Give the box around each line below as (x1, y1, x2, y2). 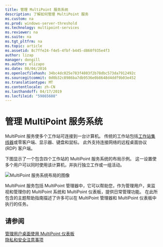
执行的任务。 (5, 201, 31, 207)
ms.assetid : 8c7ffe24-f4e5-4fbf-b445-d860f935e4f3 (5, 48, 110, 53)
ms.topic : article (5, 44, 42, 48)
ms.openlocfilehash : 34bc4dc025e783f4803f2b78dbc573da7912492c (5, 71, 136, 76)
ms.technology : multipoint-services (5, 25, 79, 30)
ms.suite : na (5, 35, 32, 40)
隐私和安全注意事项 (5, 237, 44, 243)
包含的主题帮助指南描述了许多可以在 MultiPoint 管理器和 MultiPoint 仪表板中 (5, 195, 157, 201)
